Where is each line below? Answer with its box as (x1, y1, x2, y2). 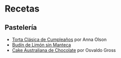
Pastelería (5, 23, 37, 32)
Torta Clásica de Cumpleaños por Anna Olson (12, 36, 107, 42)
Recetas (5, 3, 40, 15)
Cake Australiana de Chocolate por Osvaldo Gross (12, 47, 116, 53)
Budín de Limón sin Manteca (12, 42, 71, 48)
